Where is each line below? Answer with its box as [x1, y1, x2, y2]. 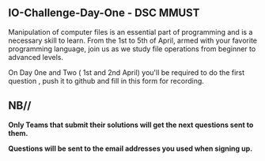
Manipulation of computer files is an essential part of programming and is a [8, 27, 253, 36]
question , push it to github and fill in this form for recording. [8, 76, 204, 85]
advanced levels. [8, 52, 63, 62]
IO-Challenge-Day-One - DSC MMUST [8, 6, 200, 20]
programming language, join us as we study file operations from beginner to [8, 43, 256, 54]
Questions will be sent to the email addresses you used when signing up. [8, 144, 253, 153]
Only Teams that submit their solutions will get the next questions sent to [8, 120, 254, 129]
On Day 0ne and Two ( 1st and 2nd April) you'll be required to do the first [8, 67, 245, 77]
